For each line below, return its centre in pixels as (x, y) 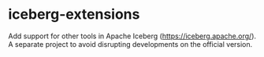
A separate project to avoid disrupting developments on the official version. (130, 44)
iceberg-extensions (74, 14)
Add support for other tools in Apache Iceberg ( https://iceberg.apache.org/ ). (132, 36)
